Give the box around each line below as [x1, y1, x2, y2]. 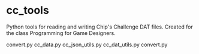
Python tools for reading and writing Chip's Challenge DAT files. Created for [6, 23, 194, 30]
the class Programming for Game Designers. [6, 29, 116, 36]
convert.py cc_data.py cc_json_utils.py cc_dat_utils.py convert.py [6, 41, 168, 48]
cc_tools [6, 4, 49, 17]
